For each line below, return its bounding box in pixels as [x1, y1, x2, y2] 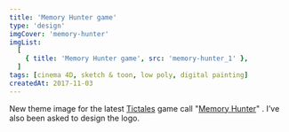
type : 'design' [9, 21, 66, 30]
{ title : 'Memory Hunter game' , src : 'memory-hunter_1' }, [25, 54, 249, 63]
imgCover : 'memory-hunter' [9, 29, 109, 38]
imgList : [9, 37, 42, 47]
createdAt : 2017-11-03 [9, 79, 93, 88]
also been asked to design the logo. [9, 113, 140, 123]
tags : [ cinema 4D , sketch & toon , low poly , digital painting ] [9, 71, 249, 80]
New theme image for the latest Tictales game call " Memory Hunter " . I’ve [9, 103, 280, 113]
